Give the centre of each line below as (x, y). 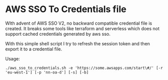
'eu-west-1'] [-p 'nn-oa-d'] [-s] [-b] (47, 72)
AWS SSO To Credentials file (66, 9)
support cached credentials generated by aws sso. (58, 34)
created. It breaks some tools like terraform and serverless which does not (82, 28)
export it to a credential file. (34, 49)
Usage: (13, 58)
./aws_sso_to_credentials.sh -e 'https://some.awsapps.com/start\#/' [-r (84, 68)
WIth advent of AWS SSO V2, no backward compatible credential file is (79, 23)
